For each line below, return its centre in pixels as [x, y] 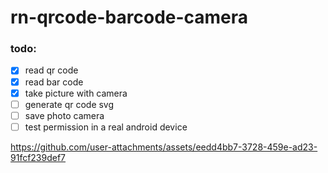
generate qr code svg [69, 104]
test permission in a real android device [106, 127]
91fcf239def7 [38, 157]
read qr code [51, 70]
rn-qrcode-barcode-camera [129, 17]
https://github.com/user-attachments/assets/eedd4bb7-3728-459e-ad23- [164, 147]
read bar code [54, 82]
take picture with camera [76, 93]
